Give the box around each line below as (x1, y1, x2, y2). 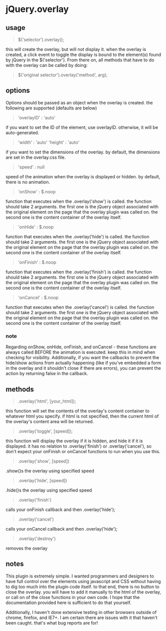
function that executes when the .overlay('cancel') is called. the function (5, 304, 155, 310)
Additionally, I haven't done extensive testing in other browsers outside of (5, 609, 157, 615)
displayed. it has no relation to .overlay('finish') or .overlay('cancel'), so (5, 443, 152, 449)
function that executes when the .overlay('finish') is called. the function (5, 269, 152, 275)
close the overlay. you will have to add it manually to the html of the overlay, (5, 589, 162, 595)
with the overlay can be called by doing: (5, 62, 88, 68)
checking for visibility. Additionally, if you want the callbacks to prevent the (5, 355, 160, 361)
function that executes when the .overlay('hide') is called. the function (5, 233, 150, 239)
